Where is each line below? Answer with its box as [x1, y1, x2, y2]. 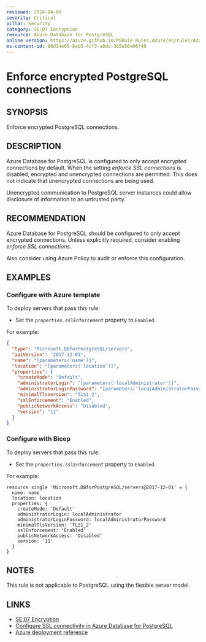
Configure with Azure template [6, 290, 101, 299]
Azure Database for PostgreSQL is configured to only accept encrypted [6, 157, 187, 164]
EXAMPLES [6, 272, 51, 282]
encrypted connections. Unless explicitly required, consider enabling [6, 236, 180, 243]
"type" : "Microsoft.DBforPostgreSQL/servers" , [12, 346, 133, 352]
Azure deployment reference [15, 628, 88, 636]
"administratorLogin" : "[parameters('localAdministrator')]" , [17, 380, 180, 387]
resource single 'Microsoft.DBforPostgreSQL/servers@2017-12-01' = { [6, 484, 188, 490]
